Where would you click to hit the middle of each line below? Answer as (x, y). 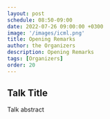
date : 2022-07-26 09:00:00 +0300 (55, 26)
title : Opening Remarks (42, 39)
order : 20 (21, 65)
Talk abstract (26, 110)
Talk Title (28, 93)
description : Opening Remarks (51, 53)
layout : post (26, 13)
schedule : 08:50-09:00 (40, 20)
